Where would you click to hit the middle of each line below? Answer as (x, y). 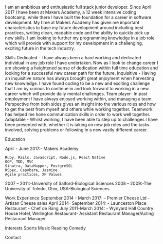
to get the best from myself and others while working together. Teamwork (79, 109)
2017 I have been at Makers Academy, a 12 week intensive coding (71, 12)
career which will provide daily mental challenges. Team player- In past (76, 94)
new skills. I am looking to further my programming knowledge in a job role (80, 38)
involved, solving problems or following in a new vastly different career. (76, 130)
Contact (13, 237)
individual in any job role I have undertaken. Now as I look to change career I (81, 63)
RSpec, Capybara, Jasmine (31, 170)
